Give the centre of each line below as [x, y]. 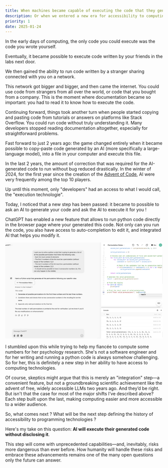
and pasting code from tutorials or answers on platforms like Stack [74, 117]
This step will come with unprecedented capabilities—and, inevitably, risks [82, 444]
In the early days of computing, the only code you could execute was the [80, 41]
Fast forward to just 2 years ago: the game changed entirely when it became [84, 143]
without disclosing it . [27, 434]
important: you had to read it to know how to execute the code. [70, 102]
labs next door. [20, 62]
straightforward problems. [32, 133]
